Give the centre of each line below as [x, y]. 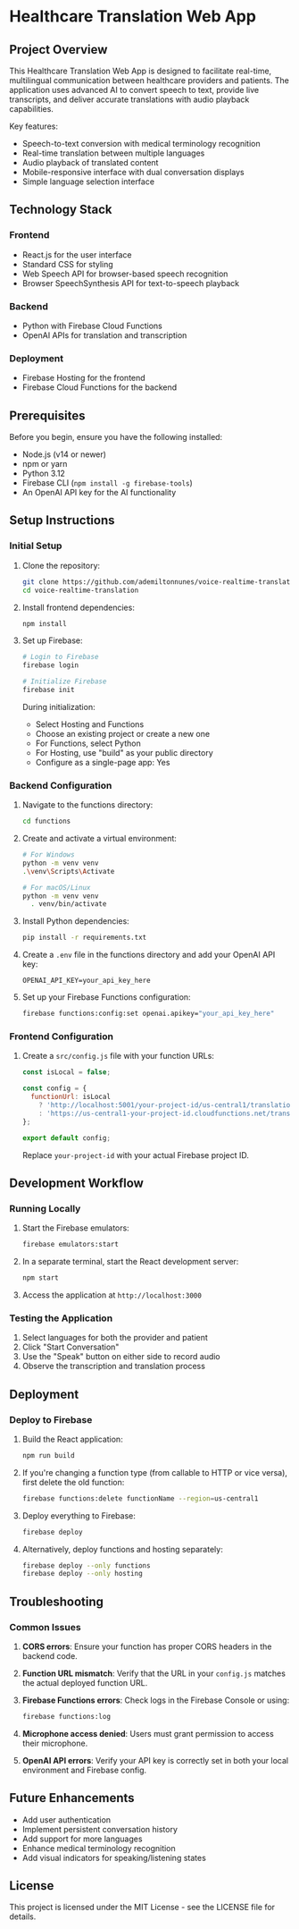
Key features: [33, 126]
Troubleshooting [57, 1601]
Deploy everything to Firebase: [79, 1515]
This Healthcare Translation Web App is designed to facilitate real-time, [141, 71]
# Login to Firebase [60, 657]
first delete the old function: [73, 1482]
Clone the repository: [61, 565]
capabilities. [31, 109]
